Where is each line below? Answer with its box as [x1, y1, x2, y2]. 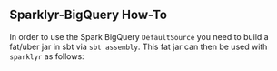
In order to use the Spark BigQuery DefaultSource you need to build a [9, 31, 270, 42]
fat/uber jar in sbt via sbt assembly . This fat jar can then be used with [9, 41, 268, 52]
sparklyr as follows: [9, 50, 84, 62]
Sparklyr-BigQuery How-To [9, 7, 168, 23]
